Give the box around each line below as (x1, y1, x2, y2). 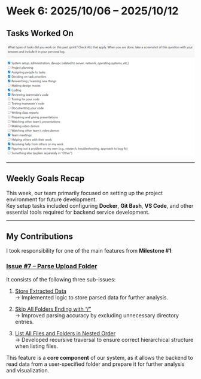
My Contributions (6, 231, 74, 241)
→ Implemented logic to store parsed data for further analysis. (14, 293, 169, 301)
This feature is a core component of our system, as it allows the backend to (6, 354, 193, 361)
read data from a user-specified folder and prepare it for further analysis (6, 360, 185, 368)
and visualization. (6, 366, 50, 374)
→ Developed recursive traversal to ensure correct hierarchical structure (14, 336, 194, 343)
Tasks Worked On (6, 28, 74, 38)
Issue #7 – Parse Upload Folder (6, 262, 98, 271)
